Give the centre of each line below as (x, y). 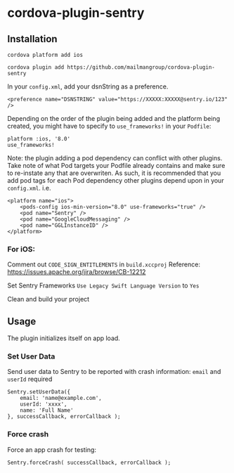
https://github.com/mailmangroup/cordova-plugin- (141, 67)
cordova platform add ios (45, 55)
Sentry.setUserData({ (39, 392)
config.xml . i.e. (29, 188)
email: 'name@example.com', (61, 399)
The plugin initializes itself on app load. (64, 338)
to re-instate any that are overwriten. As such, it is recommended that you (114, 173)
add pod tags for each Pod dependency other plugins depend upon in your (116, 180)
